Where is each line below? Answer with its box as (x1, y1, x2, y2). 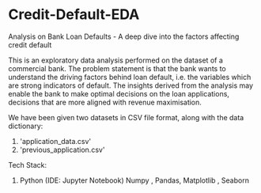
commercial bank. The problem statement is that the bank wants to (8, 63, 227, 73)
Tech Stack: (8, 160, 47, 169)
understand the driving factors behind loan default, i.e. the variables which (8, 72, 252, 81)
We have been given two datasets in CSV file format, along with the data (8, 112, 244, 122)
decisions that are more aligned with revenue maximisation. (8, 97, 202, 107)
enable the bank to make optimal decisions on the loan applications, (8, 89, 229, 98)
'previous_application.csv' (19, 145, 105, 154)
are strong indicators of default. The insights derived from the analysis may (8, 81, 254, 90)
